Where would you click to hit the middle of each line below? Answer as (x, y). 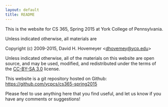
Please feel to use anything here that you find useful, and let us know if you (83, 93)
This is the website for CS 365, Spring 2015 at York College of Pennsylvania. (84, 29)
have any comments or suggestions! (43, 99)
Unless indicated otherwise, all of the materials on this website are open (80, 58)
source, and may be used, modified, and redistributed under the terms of (81, 63)
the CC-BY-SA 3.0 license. (33, 69)
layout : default (22, 10)
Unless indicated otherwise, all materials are (51, 39)
